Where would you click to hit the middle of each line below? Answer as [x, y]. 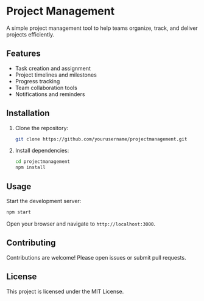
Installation [28, 113]
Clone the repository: [42, 128]
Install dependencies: [42, 151]
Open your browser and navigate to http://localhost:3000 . [81, 224]
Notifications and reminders [50, 94]
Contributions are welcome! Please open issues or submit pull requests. [96, 257]
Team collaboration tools [46, 88]
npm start [19, 212]
